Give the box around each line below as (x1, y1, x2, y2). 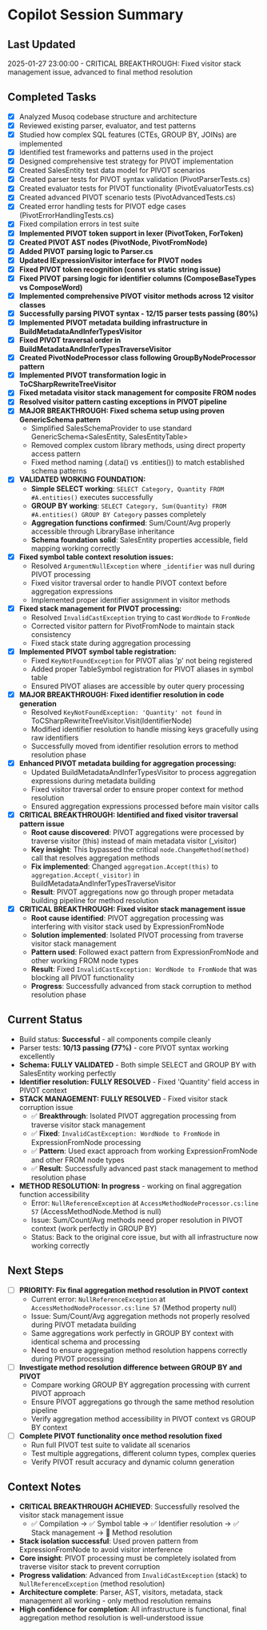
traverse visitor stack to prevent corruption (18, 1561, 161, 1571)
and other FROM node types (30, 1155, 125, 1164)
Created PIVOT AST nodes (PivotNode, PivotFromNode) (18, 237, 209, 247)
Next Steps (7, 1264, 64, 1277)
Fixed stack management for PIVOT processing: (18, 603, 181, 613)
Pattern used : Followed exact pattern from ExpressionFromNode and (30, 947, 259, 957)
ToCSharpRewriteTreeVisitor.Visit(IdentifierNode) (30, 716, 193, 725)
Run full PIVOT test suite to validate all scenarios (30, 1440, 191, 1450)
